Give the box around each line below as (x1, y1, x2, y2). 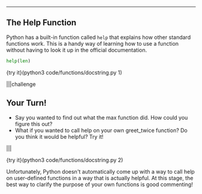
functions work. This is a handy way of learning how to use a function (6, 40, 179, 47)
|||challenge (6, 80, 36, 88)
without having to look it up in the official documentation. (6, 46, 147, 53)
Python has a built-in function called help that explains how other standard (6, 34, 191, 41)
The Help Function (6, 17, 77, 28)
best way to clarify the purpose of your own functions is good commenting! (6, 181, 194, 188)
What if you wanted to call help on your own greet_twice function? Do (14, 127, 188, 134)
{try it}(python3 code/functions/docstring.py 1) (6, 68, 122, 76)
